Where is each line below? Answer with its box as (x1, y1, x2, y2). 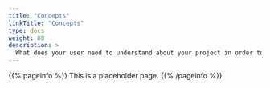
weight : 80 (8, 34, 45, 42)
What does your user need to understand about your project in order (15, 49, 253, 57)
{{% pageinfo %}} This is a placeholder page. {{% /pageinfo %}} (8, 71, 223, 80)
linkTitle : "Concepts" (8, 19, 84, 27)
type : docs (8, 26, 45, 34)
